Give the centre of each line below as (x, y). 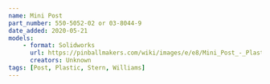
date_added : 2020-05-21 (48, 30)
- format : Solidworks (59, 46)
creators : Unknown (60, 61)
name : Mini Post (35, 16)
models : (21, 38)
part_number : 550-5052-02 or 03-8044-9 (75, 23)
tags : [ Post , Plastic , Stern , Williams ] (77, 68)
